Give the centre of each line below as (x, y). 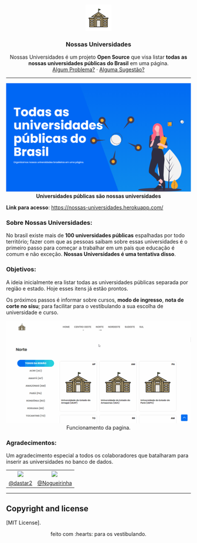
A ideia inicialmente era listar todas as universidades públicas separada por (97, 282)
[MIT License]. (23, 523)
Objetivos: (21, 269)
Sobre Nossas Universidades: (49, 223)
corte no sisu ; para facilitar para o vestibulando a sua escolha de (85, 306)
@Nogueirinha (55, 483)
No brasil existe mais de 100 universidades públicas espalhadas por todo (96, 235)
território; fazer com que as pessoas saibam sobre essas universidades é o (97, 242)
